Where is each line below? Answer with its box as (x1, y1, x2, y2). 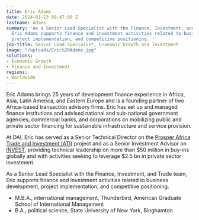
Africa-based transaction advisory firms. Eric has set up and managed (6, 103, 178, 111)
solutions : (6, 53, 33, 59)
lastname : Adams (6, 20, 46, 25)
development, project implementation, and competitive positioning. (6, 183, 169, 190)
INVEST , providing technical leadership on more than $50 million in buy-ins (6, 146, 190, 154)
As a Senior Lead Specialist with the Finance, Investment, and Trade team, (6, 170, 188, 177)
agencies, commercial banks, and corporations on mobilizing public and (6, 116, 182, 123)
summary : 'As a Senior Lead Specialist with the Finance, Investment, (6, 25, 184, 31)
